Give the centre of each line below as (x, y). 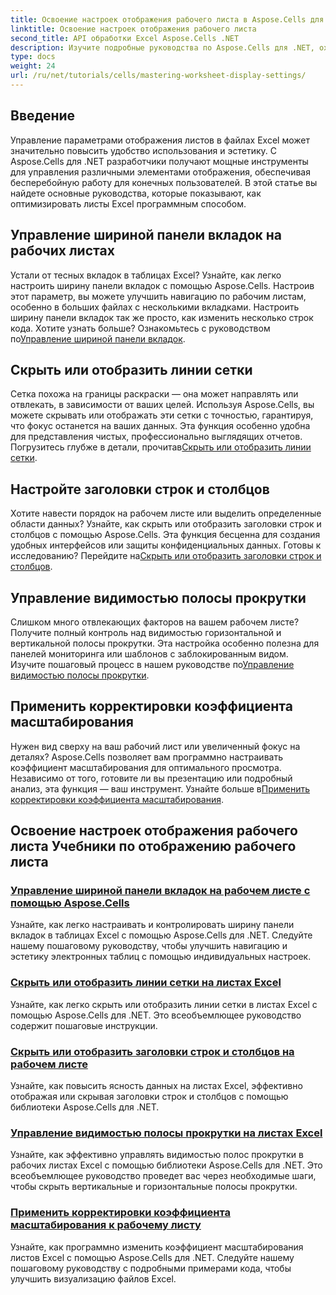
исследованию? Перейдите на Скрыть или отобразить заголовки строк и (166, 556)
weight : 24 (33, 66)
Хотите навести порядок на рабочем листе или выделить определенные (166, 513)
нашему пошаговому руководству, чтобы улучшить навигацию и (149, 946)
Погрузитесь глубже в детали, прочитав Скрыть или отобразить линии (161, 447)
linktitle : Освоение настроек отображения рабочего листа (133, 29)
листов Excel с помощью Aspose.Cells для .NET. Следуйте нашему (152, 1257)
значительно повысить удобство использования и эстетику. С (143, 150)
